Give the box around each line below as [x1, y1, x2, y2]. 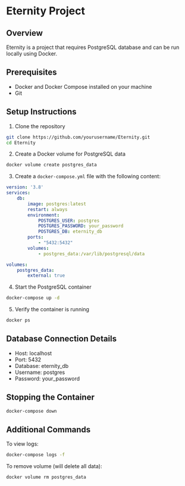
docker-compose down [6, 408, 58, 414]
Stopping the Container [6, 392, 95, 403]
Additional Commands [6, 425, 91, 435]
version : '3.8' [6, 184, 44, 190]
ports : [27, 234, 44, 240]
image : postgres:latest [27, 201, 86, 207]
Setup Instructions [6, 107, 77, 117]
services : [6, 190, 31, 196]
